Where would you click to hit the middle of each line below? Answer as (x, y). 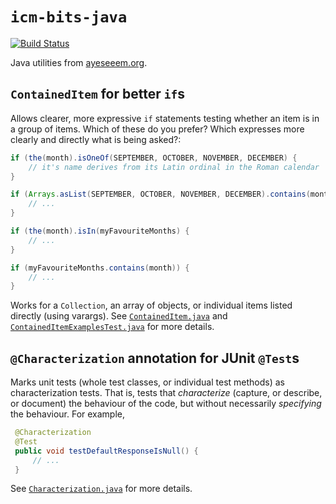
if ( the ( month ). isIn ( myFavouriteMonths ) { (100, 231)
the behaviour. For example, (68, 414)
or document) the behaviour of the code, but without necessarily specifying (166, 404)
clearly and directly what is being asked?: (96, 139)
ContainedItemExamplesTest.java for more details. (112, 327)
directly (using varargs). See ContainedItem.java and (119, 316)
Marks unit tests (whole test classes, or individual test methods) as (147, 382)
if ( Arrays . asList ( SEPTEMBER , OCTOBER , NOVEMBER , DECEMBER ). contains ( (160, 194)
